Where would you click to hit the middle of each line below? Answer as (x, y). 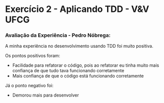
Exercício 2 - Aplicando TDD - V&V (77, 9)
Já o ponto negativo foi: (29, 86)
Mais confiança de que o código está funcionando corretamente (78, 76)
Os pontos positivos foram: (33, 56)
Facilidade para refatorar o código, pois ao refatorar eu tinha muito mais (86, 65)
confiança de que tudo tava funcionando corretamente (68, 71)
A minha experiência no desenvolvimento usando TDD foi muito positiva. (79, 46)
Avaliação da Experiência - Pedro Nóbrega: (58, 35)
